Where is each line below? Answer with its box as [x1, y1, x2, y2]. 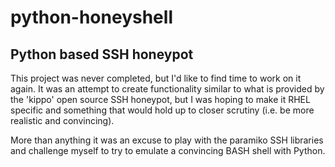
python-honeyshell [10, 6, 173, 29]
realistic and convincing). [10, 115, 115, 126]
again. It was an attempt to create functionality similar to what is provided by [10, 83, 325, 95]
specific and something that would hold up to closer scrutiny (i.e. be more [10, 104, 315, 116]
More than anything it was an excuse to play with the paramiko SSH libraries [10, 134, 324, 146]
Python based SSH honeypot [10, 46, 194, 63]
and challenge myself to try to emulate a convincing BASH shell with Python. [10, 145, 326, 156]
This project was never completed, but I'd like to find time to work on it [10, 72, 302, 84]
